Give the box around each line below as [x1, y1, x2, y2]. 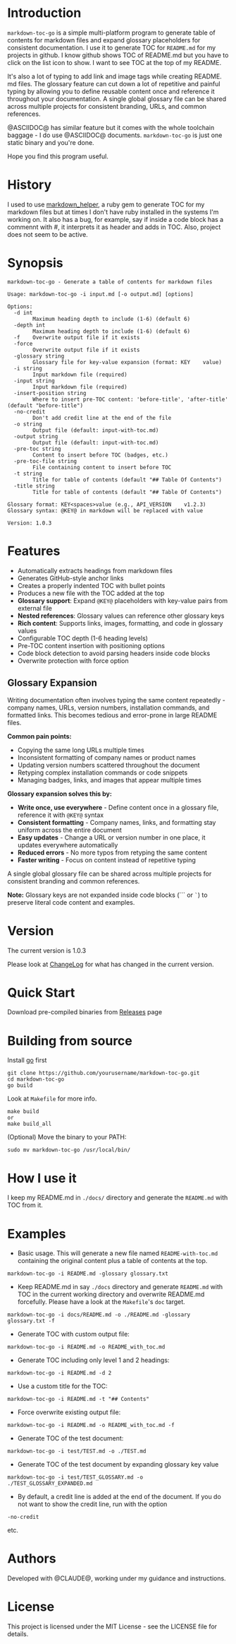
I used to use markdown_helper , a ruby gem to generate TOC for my [7, 200, 205, 209]
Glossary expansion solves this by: [7, 789, 113, 798]
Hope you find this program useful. [7, 152, 109, 160]
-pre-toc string [13, 445, 61, 452]
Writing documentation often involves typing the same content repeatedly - [7, 695, 225, 704]
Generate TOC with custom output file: [17, 1330, 130, 1339]
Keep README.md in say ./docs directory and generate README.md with [17, 1283, 223, 1291]
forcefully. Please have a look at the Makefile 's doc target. [17, 1298, 185, 1306]
